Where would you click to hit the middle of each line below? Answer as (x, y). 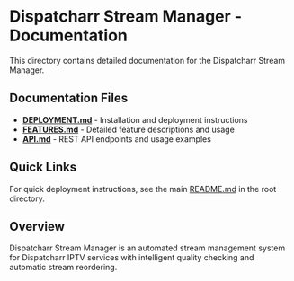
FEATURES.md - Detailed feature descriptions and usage (129, 129)
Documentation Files (69, 98)
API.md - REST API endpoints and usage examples (116, 139)
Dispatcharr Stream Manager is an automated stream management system (147, 248)
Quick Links (43, 167)
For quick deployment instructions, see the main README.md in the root (143, 189)
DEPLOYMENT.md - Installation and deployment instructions (135, 119)
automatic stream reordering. (63, 268)
